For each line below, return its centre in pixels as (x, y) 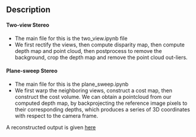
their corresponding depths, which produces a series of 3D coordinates (102, 109)
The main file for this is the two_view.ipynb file (71, 38)
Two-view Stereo (28, 25)
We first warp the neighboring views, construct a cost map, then (93, 90)
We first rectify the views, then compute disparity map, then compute (100, 45)
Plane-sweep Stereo (32, 71)
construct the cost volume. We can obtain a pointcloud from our (93, 96)
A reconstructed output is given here (51, 127)
